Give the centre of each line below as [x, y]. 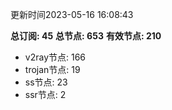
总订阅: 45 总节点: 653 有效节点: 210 [86, 36]
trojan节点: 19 [52, 69]
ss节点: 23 [46, 82]
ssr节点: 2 [45, 94]
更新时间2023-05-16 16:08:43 [72, 14]
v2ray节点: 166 [55, 57]
